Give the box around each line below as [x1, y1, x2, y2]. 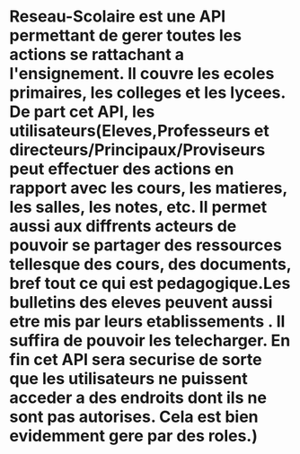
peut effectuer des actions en [9, 159, 234, 179]
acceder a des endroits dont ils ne [9, 388, 268, 408]
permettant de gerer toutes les [9, 25, 243, 46]
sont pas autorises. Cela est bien [9, 406, 259, 427]
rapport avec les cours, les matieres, [9, 178, 287, 198]
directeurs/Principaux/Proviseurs [9, 140, 266, 161]
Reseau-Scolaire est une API [9, 6, 226, 27]
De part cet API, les [9, 101, 155, 122]
